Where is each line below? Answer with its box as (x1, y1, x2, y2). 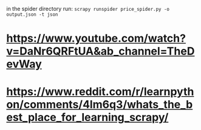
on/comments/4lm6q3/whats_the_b (6, 98, 193, 111)
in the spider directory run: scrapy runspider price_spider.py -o (6, 5, 170, 12)
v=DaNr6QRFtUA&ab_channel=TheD (6, 45, 195, 58)
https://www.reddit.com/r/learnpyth (6, 85, 194, 99)
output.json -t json (6, 11, 59, 18)
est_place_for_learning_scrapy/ (6, 111, 169, 125)
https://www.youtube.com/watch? (6, 31, 186, 45)
